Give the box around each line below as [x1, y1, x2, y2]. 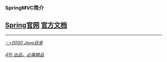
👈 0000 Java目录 [5, 39, 43, 45]
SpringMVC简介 [5, 4, 44, 11]
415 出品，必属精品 [5, 52, 44, 58]
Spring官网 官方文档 [5, 21, 67, 30]
